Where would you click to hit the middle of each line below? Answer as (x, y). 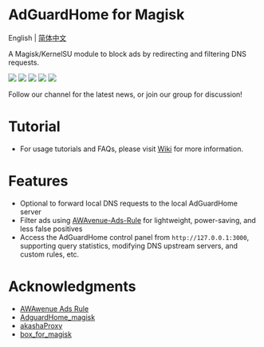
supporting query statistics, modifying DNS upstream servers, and (128, 245)
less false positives (51, 229)
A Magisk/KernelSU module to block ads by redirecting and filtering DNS (128, 54)
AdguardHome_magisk (57, 317)
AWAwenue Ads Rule (54, 309)
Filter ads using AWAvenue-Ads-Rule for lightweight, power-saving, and (138, 220)
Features (38, 181)
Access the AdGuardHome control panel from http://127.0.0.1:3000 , (134, 237)
